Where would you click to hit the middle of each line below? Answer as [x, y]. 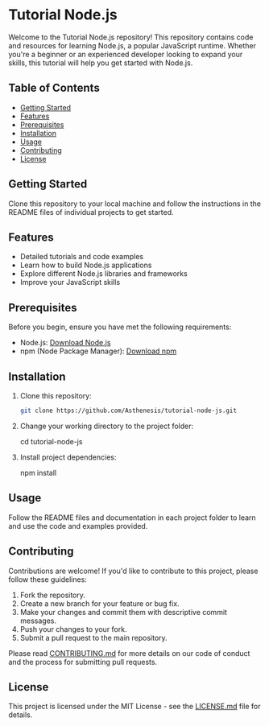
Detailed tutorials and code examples [81, 257]
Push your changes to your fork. [73, 629]
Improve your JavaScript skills [70, 283]
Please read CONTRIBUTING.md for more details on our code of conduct [129, 653]
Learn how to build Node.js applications [86, 265]
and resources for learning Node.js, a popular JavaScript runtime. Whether [132, 45]
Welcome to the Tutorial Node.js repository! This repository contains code [131, 37]
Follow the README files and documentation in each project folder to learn [132, 518]
